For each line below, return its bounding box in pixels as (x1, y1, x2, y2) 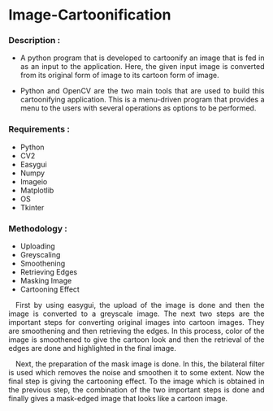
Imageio (19, 176, 48, 186)
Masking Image (19, 276, 72, 286)
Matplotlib (19, 185, 54, 195)
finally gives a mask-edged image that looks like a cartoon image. (8, 394, 228, 404)
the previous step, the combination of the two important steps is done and (8, 385, 265, 395)
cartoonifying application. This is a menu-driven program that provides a (19, 95, 265, 105)
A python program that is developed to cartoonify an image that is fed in (19, 53, 265, 63)
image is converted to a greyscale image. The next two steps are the (8, 309, 265, 318)
